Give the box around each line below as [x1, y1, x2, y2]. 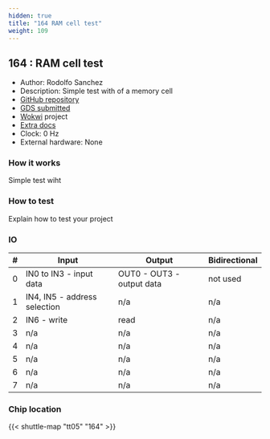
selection [25, 302, 60, 313]
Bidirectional [207, 254, 258, 266]
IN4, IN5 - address [25, 291, 97, 303]
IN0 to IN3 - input [25, 268, 93, 279]
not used [207, 274, 242, 285]
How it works [8, 157, 61, 169]
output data [117, 278, 162, 290]
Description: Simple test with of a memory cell [19, 86, 173, 96]
